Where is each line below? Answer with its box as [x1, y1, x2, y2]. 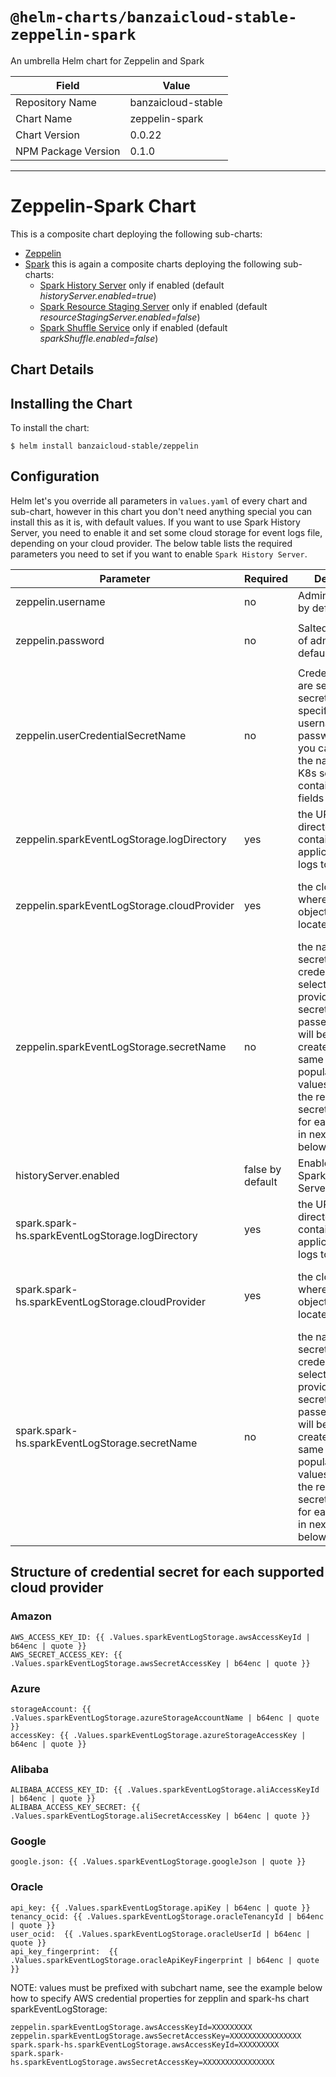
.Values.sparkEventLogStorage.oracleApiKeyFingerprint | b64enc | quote [10, 1955, 320, 1965]
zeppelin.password [15, 633, 105, 647]
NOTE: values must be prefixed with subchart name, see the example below [10, 1981, 323, 1993]
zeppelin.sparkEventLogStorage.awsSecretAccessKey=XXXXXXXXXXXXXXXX [10, 2031, 302, 2041]
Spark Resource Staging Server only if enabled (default [39, 300, 268, 312]
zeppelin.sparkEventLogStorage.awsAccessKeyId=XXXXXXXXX [10, 2022, 253, 2032]
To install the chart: [10, 422, 90, 434]
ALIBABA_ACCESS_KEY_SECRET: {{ [10, 1803, 141, 1813]
